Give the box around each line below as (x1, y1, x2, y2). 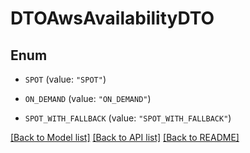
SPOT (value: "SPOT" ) (24, 73, 107, 85)
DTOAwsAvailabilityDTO (10, 7, 215, 30)
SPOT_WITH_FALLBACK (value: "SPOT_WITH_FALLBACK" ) (24, 112, 232, 124)
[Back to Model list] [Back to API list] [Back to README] (10, 132, 240, 143)
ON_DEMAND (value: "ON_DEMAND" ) (24, 93, 152, 104)
